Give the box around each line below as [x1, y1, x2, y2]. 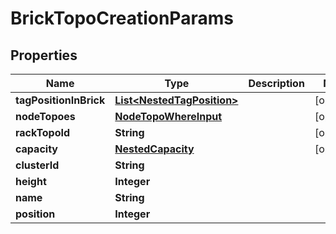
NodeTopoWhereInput [114, 110, 223, 123]
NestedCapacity [114, 142, 195, 156]
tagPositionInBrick [15, 93, 106, 107]
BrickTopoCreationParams [10, 7, 234, 30]
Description [248, 77, 305, 90]
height [15, 175, 47, 188]
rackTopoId [15, 126, 71, 139]
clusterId [15, 158, 60, 172]
